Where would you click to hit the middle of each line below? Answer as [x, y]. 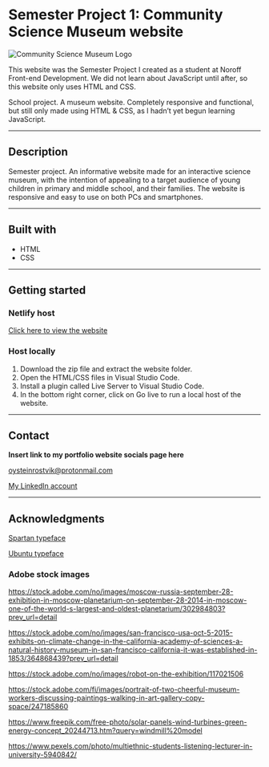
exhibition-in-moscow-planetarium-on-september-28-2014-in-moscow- [128, 600]
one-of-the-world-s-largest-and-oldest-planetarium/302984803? [117, 609]
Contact [29, 435]
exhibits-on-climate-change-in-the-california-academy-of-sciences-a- [126, 641]
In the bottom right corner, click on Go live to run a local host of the [130, 394]
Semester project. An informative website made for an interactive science [129, 171]
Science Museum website [96, 32]
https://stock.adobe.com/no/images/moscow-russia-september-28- [121, 592]
